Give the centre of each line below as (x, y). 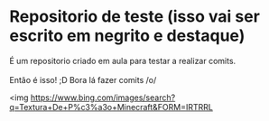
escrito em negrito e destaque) (127, 36)
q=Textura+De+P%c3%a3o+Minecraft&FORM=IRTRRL (111, 107)
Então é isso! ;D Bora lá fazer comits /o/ (83, 79)
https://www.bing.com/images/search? (103, 98)
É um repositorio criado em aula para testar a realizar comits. (123, 60)
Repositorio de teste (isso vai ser (134, 17)
